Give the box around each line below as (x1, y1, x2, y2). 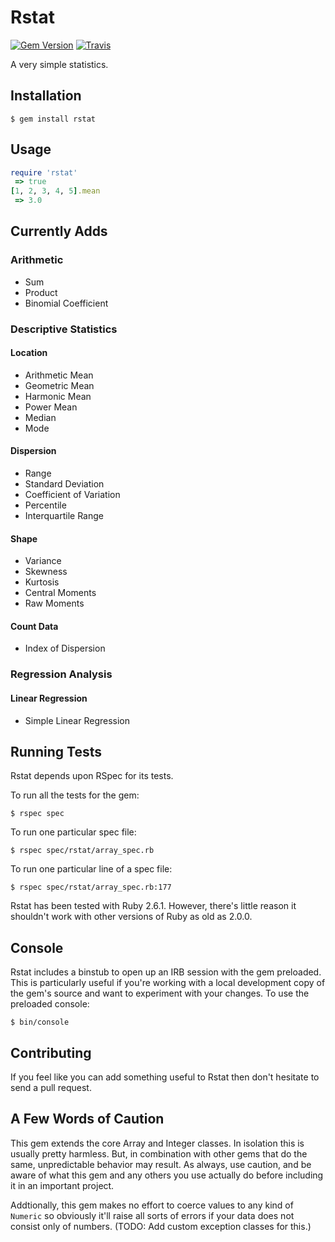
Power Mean (24, 401, 78, 413)
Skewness (24, 566, 68, 578)
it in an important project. (10, 1179, 115, 1191)
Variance (24, 555, 62, 567)
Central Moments (24, 587, 97, 599)
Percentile (24, 499, 67, 511)
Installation (10, 87, 82, 105)
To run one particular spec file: (10, 826, 137, 838)
